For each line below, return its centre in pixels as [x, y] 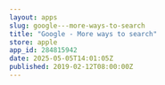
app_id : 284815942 [43, 50]
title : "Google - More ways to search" [83, 34]
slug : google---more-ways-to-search [77, 26]
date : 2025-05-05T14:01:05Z [62, 58]
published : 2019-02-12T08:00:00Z [71, 67]
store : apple [33, 42]
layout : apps [33, 17]
